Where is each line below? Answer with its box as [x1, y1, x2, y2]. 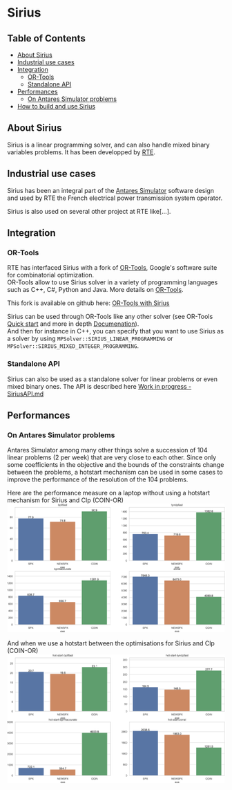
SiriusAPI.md [7, 389, 44, 398]
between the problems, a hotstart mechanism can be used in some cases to [7, 468, 223, 477]
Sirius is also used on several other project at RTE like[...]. [7, 207, 171, 215]
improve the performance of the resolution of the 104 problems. [7, 475, 188, 484]
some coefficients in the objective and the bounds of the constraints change [7, 461, 224, 469]
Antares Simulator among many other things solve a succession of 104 [7, 446, 208, 454]
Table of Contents [7, 33, 86, 44]
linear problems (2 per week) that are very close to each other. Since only [7, 453, 217, 461]
